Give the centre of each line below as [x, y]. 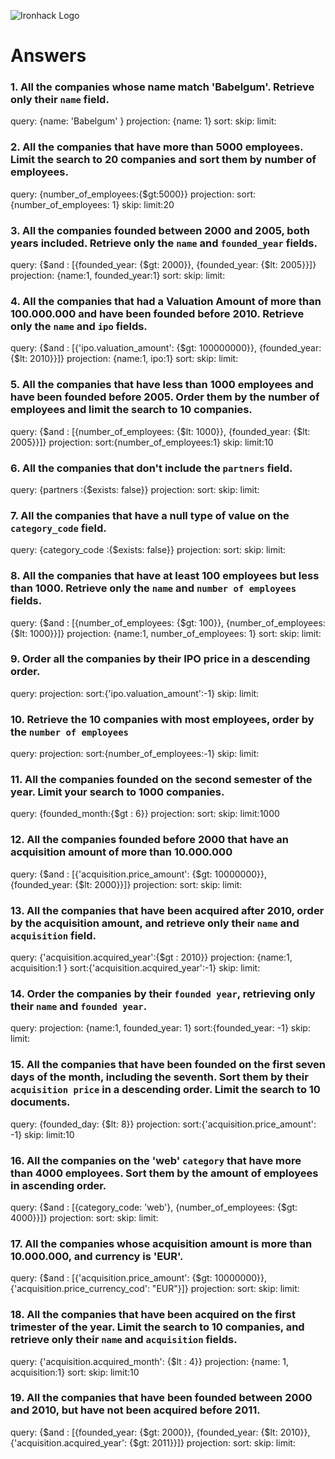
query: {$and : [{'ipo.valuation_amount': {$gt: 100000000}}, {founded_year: [166, 348]
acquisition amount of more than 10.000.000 [121, 852]
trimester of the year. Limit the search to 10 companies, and [157, 1327]
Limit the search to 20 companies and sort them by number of [163, 160]
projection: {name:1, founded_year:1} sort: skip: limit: [118, 276]
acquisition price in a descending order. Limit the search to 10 [165, 1090]
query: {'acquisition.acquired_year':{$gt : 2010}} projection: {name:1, [151, 957]
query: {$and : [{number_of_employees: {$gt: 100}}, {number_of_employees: [168, 622]
